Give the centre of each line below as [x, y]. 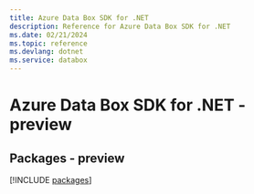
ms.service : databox [49, 60]
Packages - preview [67, 158]
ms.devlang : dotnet [47, 52]
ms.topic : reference [49, 43]
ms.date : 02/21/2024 [49, 35]
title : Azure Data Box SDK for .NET [79, 18]
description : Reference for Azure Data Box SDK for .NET [120, 26]
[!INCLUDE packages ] [51, 180]
